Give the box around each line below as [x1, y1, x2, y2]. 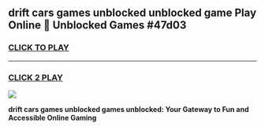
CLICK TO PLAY [8, 43, 69, 54]
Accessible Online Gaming [8, 113, 97, 122]
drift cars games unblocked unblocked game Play [8, 6, 257, 20]
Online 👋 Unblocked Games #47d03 [8, 19, 187, 32]
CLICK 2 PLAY [8, 72, 63, 83]
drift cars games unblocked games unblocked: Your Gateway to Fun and [8, 104, 250, 113]
